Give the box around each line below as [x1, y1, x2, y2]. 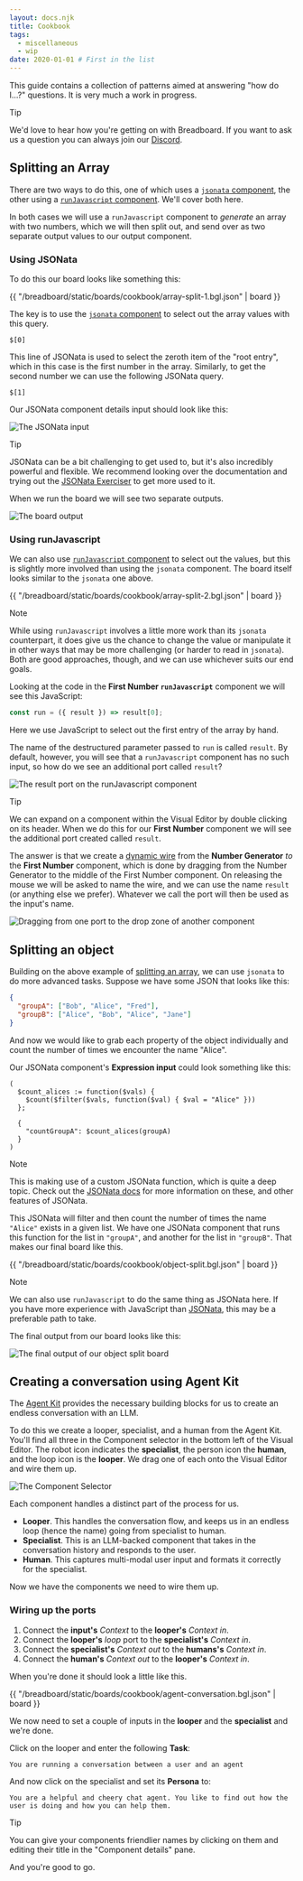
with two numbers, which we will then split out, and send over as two [9, 220, 266, 231]
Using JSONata [9, 253, 78, 265]
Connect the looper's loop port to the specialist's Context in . [22, 1634, 251, 1644]
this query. [9, 318, 50, 330]
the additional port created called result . [9, 833, 161, 844]
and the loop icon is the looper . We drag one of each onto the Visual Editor [9, 1454, 288, 1465]
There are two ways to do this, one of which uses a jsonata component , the [9, 184, 291, 195]
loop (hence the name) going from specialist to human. [22, 1525, 227, 1536]
